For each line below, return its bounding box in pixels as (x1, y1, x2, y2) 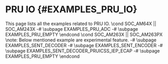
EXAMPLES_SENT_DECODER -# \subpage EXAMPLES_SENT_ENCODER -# (5, 42, 163, 48)
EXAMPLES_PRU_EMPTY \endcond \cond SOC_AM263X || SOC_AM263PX (5, 31, 163, 37)
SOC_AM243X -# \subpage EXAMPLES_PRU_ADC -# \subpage (5, 26, 138, 32)
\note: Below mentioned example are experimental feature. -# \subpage (5, 37, 157, 43)
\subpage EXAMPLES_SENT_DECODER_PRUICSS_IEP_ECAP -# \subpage (5, 48, 160, 54)
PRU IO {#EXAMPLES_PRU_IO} (5, 4, 137, 15)
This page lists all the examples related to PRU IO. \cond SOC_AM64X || (5, 20, 157, 27)
